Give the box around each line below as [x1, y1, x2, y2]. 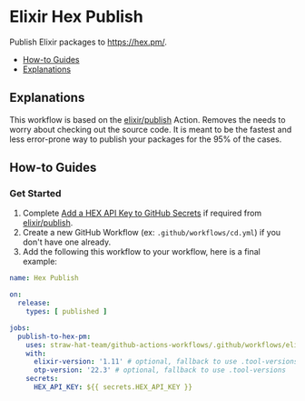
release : [17, 298, 51, 308]
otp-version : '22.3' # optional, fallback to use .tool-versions [33, 366, 286, 375]
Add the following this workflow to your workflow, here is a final [22, 246, 261, 257]
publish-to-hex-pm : [17, 332, 92, 341]
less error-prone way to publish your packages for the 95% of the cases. [9, 134, 282, 145]
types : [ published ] [25, 307, 107, 316]
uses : [25, 340, 47, 349]
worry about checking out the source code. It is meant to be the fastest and [9, 124, 292, 135]
